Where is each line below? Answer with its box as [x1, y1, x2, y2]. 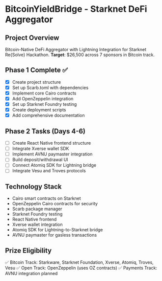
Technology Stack [5, 182, 62, 190]
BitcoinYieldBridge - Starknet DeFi [5, 3, 147, 15]
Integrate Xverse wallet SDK [12, 146, 70, 152]
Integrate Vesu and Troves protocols [12, 168, 86, 174]
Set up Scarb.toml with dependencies [12, 85, 89, 91]
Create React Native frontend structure [12, 140, 91, 146]
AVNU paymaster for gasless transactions [12, 232, 97, 238]
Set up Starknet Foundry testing [12, 101, 77, 107]
